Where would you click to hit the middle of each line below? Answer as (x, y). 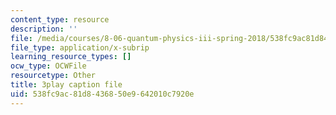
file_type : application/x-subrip (80, 47)
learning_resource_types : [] (71, 57)
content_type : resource (60, 19)
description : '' (44, 29)
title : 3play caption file (66, 85)
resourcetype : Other (53, 76)
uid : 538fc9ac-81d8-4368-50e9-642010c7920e (102, 94)
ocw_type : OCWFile (48, 66)
